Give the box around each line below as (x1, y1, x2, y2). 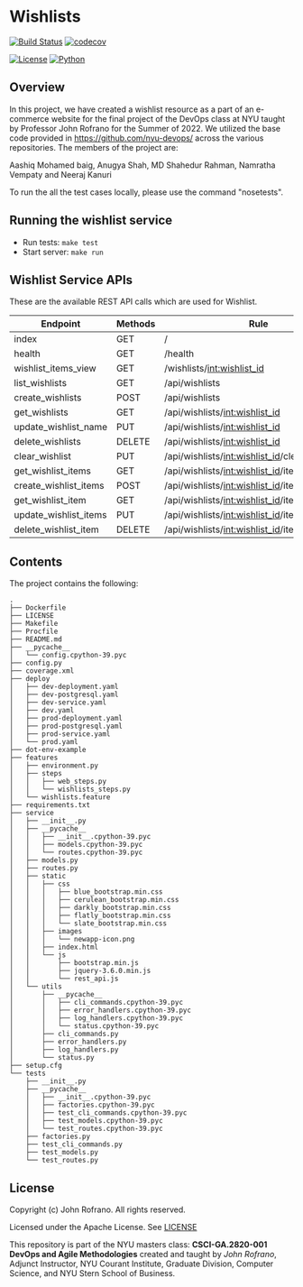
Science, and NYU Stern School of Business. (9, 1268, 176, 1278)
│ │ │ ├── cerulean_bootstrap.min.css (9, 896, 179, 905)
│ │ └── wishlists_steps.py (9, 785, 131, 795)
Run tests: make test (22, 236, 99, 247)
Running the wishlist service (9, 213, 173, 228)
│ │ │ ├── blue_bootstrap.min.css (9, 887, 164, 896)
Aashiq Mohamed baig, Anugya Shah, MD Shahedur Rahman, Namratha (9, 160, 276, 170)
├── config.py (9, 658, 63, 668)
